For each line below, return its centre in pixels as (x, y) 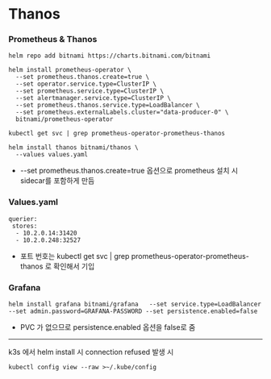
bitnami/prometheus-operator (65, 119)
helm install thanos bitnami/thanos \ (73, 148)
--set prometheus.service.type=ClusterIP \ (90, 91)
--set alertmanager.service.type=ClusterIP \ (94, 98)
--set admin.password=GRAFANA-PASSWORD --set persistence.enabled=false (133, 311)
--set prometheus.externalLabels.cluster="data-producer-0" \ (122, 112)
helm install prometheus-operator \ (70, 70)
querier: (23, 219)
